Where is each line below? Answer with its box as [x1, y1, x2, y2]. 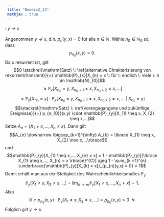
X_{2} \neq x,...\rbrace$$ [57, 137, 108, 143]
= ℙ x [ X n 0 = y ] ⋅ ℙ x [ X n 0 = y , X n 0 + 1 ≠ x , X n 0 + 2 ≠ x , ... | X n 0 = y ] [21, 95, 145, 103]
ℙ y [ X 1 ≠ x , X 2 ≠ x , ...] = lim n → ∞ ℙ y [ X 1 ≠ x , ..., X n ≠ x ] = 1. [25, 180, 140, 187]
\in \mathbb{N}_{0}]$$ [59, 78, 105, 83]
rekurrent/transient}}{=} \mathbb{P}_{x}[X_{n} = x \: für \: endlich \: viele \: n [5, 72, 160, 79]
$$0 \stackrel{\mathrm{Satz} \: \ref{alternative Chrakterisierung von [13, 67, 151, 73]
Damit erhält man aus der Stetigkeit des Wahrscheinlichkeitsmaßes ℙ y [5, 171, 146, 178]
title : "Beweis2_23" [7, 7, 49, 12]
